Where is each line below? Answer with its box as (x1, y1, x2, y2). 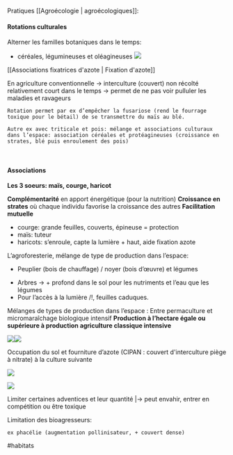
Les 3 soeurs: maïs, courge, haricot (7, 182, 111, 190)
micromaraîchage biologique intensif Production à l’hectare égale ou (7, 314, 206, 323)
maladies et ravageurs (7, 94, 71, 102)
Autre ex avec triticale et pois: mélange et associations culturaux (7, 126, 214, 133)
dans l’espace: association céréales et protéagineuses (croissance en (7, 132, 219, 139)
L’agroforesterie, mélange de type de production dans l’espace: (7, 251, 189, 260)
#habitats (7, 442, 35, 450)
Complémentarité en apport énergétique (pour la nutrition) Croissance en (7, 195, 220, 203)
